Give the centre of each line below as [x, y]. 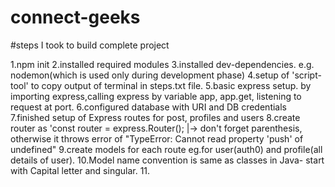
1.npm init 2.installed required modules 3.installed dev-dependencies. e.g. [162, 64]
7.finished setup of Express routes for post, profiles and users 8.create [155, 117]
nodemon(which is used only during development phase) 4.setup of [150, 75]
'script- [306, 75]
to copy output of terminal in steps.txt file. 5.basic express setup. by [171, 85]
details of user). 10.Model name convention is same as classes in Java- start [167, 160]
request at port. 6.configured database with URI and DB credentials [148, 107]
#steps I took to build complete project [90, 45]
